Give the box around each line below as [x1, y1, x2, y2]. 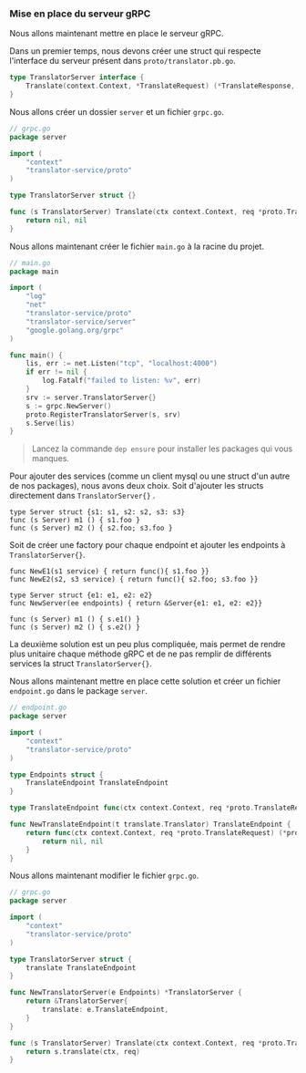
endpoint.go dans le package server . [9, 686, 148, 696]
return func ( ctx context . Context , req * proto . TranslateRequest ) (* [25, 828, 287, 837]
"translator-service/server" [25, 317, 137, 326]
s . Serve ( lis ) [25, 418, 76, 428]
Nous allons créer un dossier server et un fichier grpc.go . [9, 106, 225, 117]
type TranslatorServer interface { [9, 73, 145, 82]
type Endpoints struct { [9, 769, 104, 779]
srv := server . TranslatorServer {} [25, 393, 157, 402]
